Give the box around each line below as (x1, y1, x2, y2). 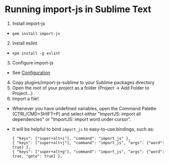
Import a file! (12, 95, 39, 102)
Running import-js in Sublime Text (5, 4, 152, 15)
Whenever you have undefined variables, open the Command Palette (12, 105, 157, 111)
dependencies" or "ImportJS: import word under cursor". (12, 116, 131, 122)
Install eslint (12, 40, 38, 46)
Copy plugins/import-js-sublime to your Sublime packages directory (12, 79, 155, 85)
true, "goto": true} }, (12, 153, 63, 158)
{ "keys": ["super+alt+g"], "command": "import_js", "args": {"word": (12, 149, 165, 154)
